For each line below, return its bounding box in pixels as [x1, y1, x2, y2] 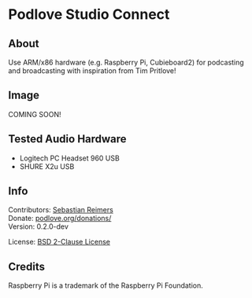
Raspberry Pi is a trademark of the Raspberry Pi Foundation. [8, 281, 203, 290]
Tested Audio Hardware [8, 132, 128, 146]
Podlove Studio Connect [8, 6, 170, 24]
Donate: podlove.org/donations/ [8, 214, 112, 223]
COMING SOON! [8, 109, 61, 119]
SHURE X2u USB [19, 161, 75, 171]
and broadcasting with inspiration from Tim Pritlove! [8, 66, 176, 75]
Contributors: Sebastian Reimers [8, 205, 114, 215]
